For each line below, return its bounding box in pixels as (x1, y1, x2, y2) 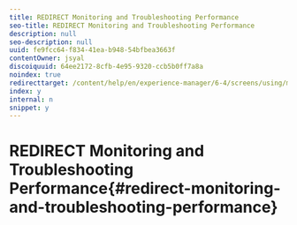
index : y (9, 86, 42, 95)
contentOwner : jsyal (9, 54, 86, 63)
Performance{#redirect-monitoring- (9, 178, 281, 199)
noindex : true (9, 71, 62, 79)
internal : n (9, 94, 53, 104)
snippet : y (9, 103, 49, 112)
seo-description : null (9, 37, 93, 47)
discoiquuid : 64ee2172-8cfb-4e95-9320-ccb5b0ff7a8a (9, 63, 203, 71)
